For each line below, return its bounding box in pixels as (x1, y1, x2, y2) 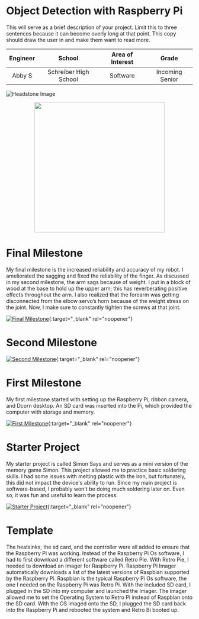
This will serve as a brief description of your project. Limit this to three (6, 24, 178, 31)
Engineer (9, 54, 36, 62)
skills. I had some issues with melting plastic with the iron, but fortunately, (6, 472, 186, 480)
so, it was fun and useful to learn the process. (6, 491, 118, 498)
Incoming (156, 67, 182, 76)
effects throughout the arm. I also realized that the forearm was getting (6, 291, 179, 298)
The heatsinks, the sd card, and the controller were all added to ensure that (6, 543, 190, 550)
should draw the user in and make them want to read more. (6, 36, 150, 43)
